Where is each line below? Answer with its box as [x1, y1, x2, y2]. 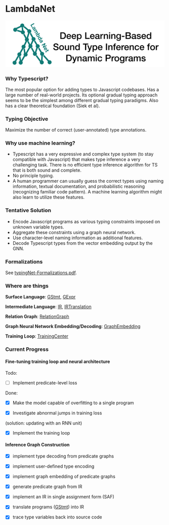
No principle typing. [12, 173, 54, 179]
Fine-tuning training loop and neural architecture [5, 358, 110, 365]
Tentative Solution [5, 207, 52, 214]
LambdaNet [5, 3, 56, 15]
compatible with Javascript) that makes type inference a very [12, 156, 141, 162]
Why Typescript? [5, 75, 49, 82]
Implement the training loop [12, 430, 70, 436]
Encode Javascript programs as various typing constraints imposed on [12, 218, 160, 224]
